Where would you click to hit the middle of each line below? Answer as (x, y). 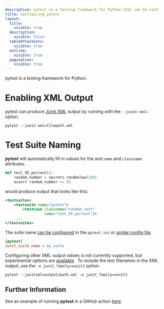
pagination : (22, 60)
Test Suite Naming (43, 145)
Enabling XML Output (49, 98)
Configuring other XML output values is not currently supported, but (74, 255)
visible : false (29, 37)
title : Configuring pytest (32, 14)
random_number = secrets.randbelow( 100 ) (55, 177)
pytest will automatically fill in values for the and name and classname (74, 159)
